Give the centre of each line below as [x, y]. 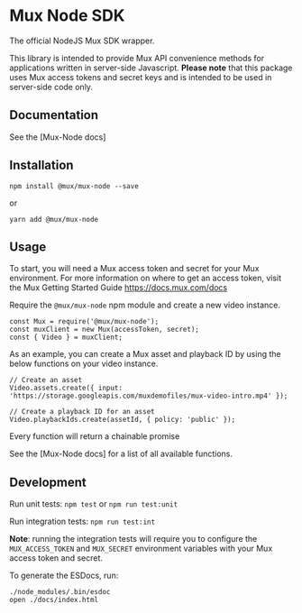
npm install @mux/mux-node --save [74, 186]
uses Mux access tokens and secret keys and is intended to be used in [141, 77]
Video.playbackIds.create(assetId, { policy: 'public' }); [123, 420]
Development [48, 482]
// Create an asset [46, 380]
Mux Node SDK [67, 16]
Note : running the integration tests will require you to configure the [133, 539]
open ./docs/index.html [54, 600]
